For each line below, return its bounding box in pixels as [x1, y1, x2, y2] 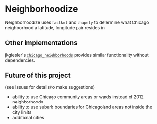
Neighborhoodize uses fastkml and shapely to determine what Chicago [5, 20, 149, 25]
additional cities [12, 114, 44, 120]
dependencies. [5, 57, 35, 63]
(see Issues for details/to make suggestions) [5, 84, 95, 90]
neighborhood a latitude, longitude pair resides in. [5, 24, 106, 30]
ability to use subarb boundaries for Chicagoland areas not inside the [12, 104, 153, 110]
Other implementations [5, 39, 78, 47]
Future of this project [5, 71, 71, 80]
